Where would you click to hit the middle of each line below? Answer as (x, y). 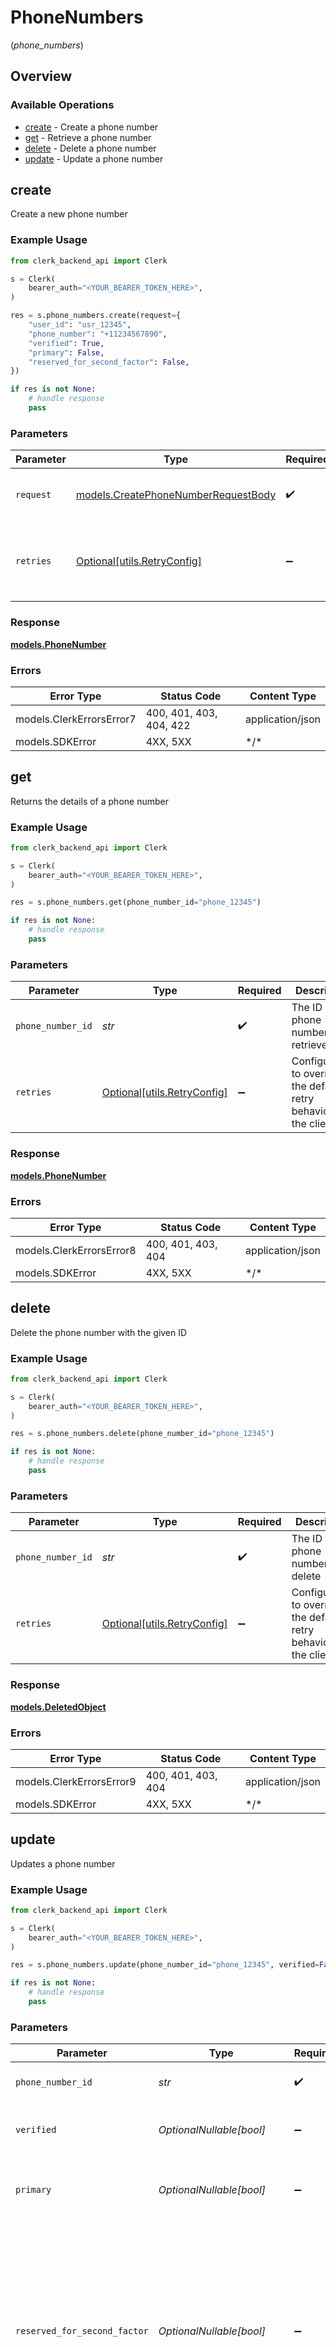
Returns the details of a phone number (89, 801)
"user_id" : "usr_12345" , (80, 325)
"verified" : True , (66, 343)
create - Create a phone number (91, 127)
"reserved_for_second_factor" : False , (109, 362)
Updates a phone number (63, 1863)
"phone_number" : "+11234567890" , (98, 334)
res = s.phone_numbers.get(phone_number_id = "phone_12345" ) (136, 902)
